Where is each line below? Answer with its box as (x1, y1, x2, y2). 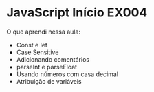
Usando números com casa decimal (16, 70, 118, 78)
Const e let (16, 41, 47, 49)
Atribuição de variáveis (16, 77, 82, 85)
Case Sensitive (16, 48, 59, 56)
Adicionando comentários (16, 55, 90, 63)
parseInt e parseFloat (16, 62, 77, 71)
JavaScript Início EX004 (6, 5, 148, 21)
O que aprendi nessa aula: (6, 27, 80, 36)
